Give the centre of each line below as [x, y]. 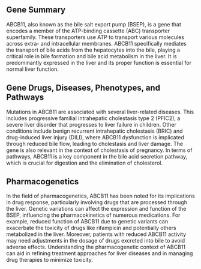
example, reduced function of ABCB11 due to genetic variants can [87, 222]
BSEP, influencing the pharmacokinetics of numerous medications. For [93, 215]
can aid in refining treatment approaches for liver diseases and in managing [100, 253]
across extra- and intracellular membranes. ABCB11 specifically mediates [97, 43]
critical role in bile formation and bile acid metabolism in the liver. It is [91, 56]
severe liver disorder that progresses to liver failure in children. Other [91, 124]
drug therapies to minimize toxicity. [49, 260]
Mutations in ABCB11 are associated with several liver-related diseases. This [100, 112]
